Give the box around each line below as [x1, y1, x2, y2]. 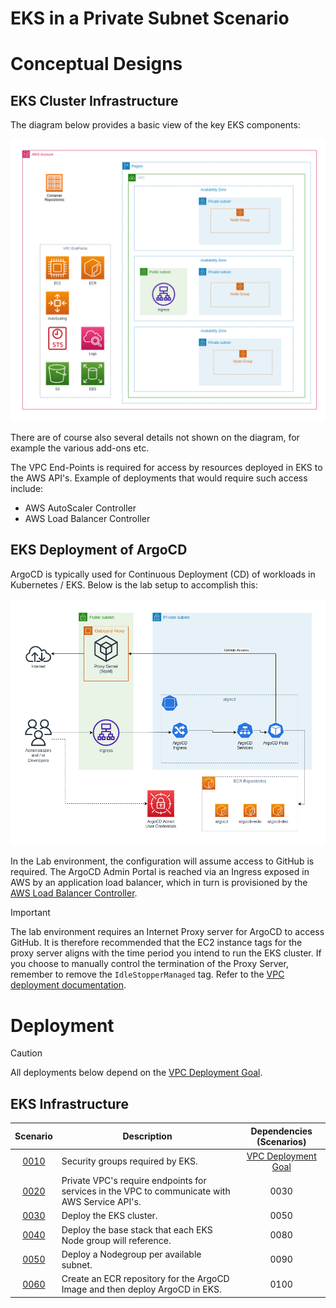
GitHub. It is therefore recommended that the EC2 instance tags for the [10, 937, 303, 949]
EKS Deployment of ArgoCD [10, 542, 188, 559]
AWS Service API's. [61, 1196, 142, 1208]
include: [10, 483, 44, 495]
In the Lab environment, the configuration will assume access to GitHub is [10, 855, 315, 867]
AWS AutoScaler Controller [24, 502, 137, 514]
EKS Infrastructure [10, 1095, 129, 1112]
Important [10, 907, 51, 919]
